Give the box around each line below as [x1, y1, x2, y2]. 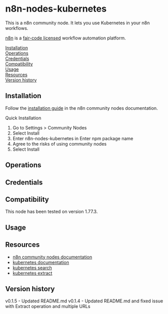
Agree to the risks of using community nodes [12, 141, 107, 147]
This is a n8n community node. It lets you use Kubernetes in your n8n [5, 20, 150, 26]
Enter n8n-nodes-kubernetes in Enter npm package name [12, 135, 134, 142]
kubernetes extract [12, 270, 53, 276]
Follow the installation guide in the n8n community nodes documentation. [5, 105, 158, 111]
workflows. [5, 25, 29, 31]
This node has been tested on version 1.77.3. [5, 208, 98, 215]
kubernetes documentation [12, 259, 69, 265]
